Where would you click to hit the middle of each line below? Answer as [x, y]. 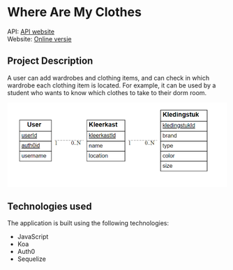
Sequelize [32, 259]
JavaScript [33, 237]
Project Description [50, 61]
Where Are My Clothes [74, 12]
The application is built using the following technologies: [88, 223]
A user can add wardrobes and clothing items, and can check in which [108, 78]
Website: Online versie [39, 38]
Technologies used [50, 207]
